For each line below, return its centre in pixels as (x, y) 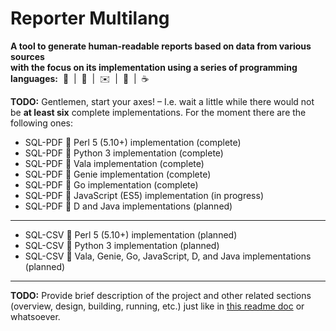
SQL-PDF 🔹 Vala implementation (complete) (114, 163)
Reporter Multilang (90, 18)
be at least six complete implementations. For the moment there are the (158, 112)
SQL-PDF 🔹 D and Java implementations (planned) (128, 206)
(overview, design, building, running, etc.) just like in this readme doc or (157, 306)
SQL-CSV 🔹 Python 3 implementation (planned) (122, 245)
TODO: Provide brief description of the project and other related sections (161, 295)
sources (27, 56)
